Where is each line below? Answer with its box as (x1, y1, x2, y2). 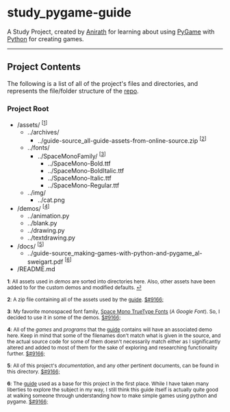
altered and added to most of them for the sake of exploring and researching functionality (7, 344, 218, 351)
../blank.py (27, 218, 57, 227)
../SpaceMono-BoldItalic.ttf (47, 167, 125, 175)
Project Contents (7, 61, 81, 73)
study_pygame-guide (7, 5, 132, 21)
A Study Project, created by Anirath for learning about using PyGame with (7, 27, 215, 36)
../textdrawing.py (27, 233, 75, 242)
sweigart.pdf (27, 257, 64, 266)
